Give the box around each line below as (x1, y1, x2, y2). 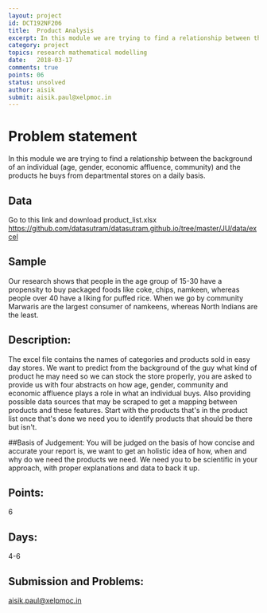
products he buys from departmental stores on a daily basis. (8, 171, 206, 180)
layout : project (8, 11, 62, 20)
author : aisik (8, 85, 56, 94)
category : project (8, 41, 69, 49)
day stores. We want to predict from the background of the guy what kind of (8, 363, 257, 372)
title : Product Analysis (8, 26, 94, 34)
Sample (8, 255, 47, 269)
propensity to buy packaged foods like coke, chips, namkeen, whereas (8, 285, 240, 294)
